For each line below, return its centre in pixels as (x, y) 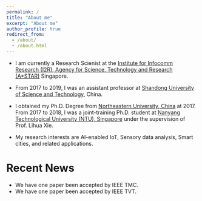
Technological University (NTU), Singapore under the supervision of (100, 118)
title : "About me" (29, 18)
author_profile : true (34, 29)
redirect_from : (25, 35)
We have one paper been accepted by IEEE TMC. (76, 185)
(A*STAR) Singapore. (42, 76)
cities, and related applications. (54, 143)
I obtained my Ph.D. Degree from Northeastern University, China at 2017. (105, 106)
